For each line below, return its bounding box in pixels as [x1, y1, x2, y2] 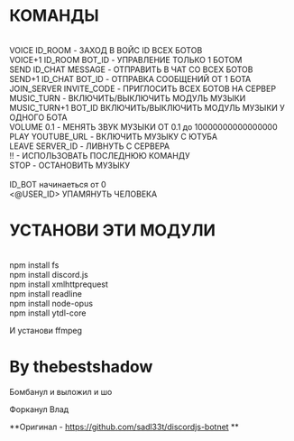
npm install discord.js [9, 269, 88, 280]
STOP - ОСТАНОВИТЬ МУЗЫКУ [9, 160, 131, 170]
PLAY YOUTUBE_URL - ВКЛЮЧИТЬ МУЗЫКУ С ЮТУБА [9, 131, 218, 142]
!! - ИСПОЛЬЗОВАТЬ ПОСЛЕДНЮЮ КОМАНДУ [9, 150, 190, 161]
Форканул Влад [9, 403, 69, 415]
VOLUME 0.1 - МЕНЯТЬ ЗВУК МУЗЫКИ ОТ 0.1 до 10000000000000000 [9, 121, 278, 132]
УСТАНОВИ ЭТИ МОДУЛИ [9, 220, 216, 241]
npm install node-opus [9, 298, 93, 308]
